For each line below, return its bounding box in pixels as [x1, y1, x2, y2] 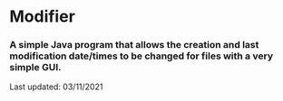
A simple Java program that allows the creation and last [9, 39, 259, 51]
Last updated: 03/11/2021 [9, 81, 103, 92]
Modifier [9, 6, 75, 27]
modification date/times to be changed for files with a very [9, 50, 274, 62]
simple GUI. [9, 61, 62, 74]
